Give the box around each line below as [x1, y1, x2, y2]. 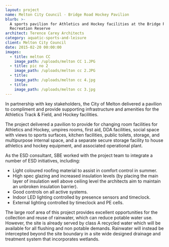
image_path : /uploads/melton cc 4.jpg [14, 77, 96, 83]
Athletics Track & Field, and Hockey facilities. [5, 111, 99, 117]
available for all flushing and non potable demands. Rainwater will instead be [5, 225, 164, 231]
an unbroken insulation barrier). [12, 183, 78, 189]
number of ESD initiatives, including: [5, 157, 80, 163]
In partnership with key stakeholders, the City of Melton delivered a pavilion [5, 101, 162, 107]
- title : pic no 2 [10, 63, 49, 68]
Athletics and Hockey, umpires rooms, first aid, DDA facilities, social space [5, 126, 159, 132]
